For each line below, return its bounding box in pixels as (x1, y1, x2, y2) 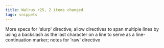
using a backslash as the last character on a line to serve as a (5, 31, 135, 37)
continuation (5, 36, 32, 43)
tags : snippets (5, 12, 38, 17)
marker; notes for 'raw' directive (32, 36, 101, 43)
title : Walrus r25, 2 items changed (5, 7, 83, 13)
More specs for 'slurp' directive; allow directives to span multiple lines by (5, 26, 159, 32)
